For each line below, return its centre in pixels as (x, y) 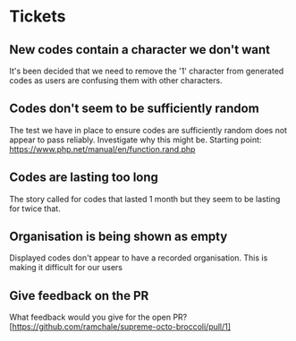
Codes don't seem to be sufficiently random (134, 109)
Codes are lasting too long (84, 178)
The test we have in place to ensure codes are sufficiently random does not (148, 130)
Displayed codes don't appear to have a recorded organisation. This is (139, 258)
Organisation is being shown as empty (118, 237)
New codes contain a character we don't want (140, 50)
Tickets (38, 17)
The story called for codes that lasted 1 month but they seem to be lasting (145, 199)
